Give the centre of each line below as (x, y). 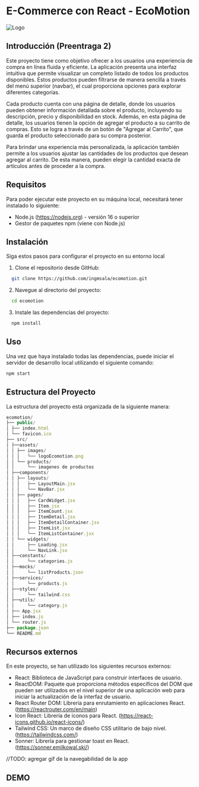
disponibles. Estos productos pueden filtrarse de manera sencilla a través (96, 79)
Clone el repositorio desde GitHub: (57, 268)
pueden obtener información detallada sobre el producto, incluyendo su (94, 110)
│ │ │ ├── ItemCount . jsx (40, 511)
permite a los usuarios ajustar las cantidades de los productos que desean (97, 153)
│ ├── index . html (28, 428)
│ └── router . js (26, 622)
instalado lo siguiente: (33, 205)
